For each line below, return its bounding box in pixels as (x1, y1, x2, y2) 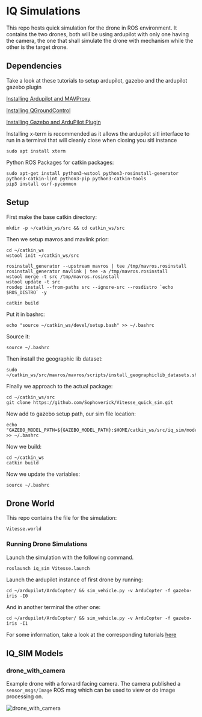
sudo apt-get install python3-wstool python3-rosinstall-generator (6, 170, 179, 176)
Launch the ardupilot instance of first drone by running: (6, 576, 143, 583)
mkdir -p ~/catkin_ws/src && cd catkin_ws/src (6, 225, 125, 231)
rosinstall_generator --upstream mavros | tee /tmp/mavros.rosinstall (6, 263, 187, 269)
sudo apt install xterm (6, 148, 66, 154)
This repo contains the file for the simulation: (6, 514, 117, 522)
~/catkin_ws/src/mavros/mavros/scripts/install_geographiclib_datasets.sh (6, 372, 198, 378)
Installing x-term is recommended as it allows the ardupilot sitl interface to (6, 130, 190, 137)
